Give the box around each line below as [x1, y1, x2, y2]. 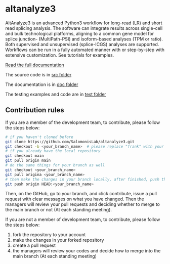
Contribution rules [5, 106, 64, 114]
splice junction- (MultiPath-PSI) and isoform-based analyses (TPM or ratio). [5, 36, 163, 42]
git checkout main [5, 153, 44, 158]
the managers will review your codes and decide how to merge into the [12, 248, 161, 254]
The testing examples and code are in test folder [5, 91, 106, 97]
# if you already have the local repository [5, 149, 101, 154]
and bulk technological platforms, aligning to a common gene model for [5, 30, 154, 36]
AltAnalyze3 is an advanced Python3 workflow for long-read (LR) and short [5, 20, 163, 26]
